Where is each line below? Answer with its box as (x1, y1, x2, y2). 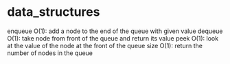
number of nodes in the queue (7, 49, 93, 57)
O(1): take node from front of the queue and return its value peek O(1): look (7, 34, 218, 42)
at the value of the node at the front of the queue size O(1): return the (7, 41, 203, 50)
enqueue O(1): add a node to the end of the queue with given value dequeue (7, 27, 223, 35)
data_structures (7, 4, 100, 20)
